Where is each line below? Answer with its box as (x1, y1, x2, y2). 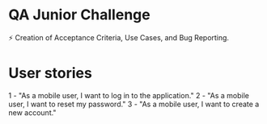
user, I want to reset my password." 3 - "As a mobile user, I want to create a (8, 99, 260, 109)
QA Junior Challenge (8, 6, 151, 24)
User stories (8, 64, 93, 82)
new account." (8, 107, 57, 118)
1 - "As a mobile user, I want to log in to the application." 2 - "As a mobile (8, 90, 249, 100)
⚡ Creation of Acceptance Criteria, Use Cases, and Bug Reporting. (8, 32, 229, 42)
